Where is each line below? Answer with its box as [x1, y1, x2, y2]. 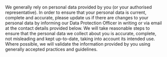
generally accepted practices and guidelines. [5, 47, 98, 52]
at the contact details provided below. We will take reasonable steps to [5, 25, 150, 31]
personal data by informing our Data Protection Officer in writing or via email [5, 20, 162, 26]
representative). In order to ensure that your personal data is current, [5, 9, 147, 15]
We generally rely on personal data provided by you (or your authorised [5, 4, 152, 10]
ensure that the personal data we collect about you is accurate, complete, [5, 31, 157, 36]
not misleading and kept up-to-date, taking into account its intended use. [5, 36, 156, 42]
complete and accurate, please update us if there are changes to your [5, 15, 149, 20]
